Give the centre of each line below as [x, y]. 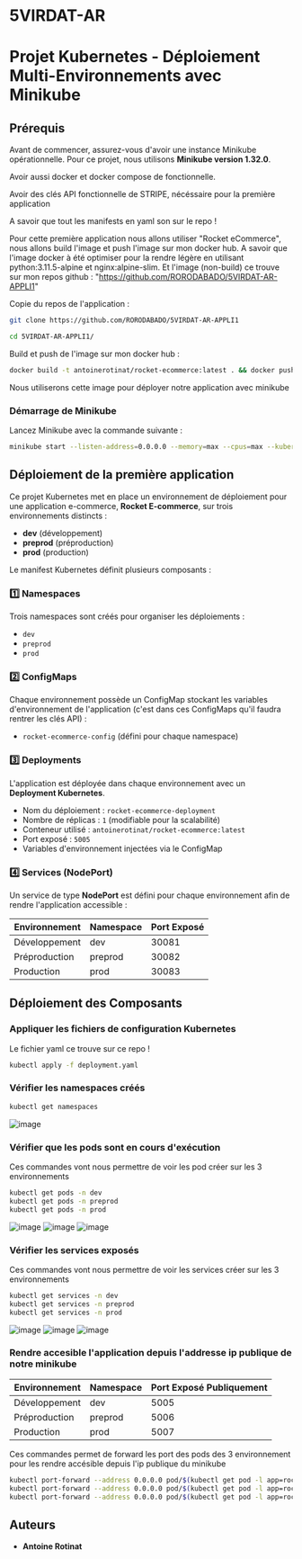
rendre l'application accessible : [68, 904]
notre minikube [43, 1364]
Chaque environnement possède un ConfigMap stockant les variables [138, 700]
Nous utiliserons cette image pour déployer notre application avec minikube [149, 387]
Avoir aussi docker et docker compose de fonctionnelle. [112, 177]
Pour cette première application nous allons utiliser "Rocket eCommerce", [145, 238]
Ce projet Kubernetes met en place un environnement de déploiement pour [148, 497]
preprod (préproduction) [68, 542]
